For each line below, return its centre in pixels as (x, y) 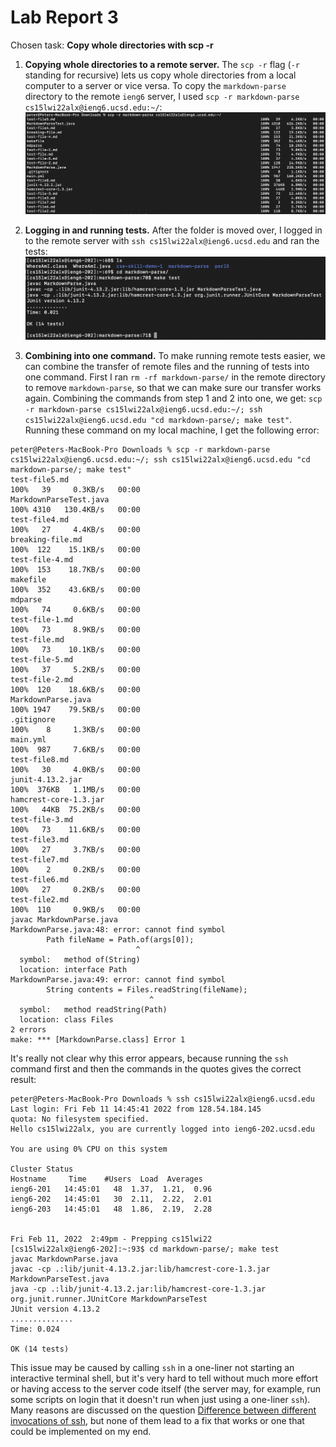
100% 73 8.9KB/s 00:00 (75, 629)
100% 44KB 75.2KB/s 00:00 (75, 809)
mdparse (26, 599)
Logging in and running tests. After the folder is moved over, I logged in (173, 230)
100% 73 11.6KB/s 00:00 (75, 829)
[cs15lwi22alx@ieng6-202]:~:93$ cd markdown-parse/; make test (145, 1249)
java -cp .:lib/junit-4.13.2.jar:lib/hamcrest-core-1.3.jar (138, 1289)
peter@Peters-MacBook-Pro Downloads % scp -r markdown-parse (140, 449)
